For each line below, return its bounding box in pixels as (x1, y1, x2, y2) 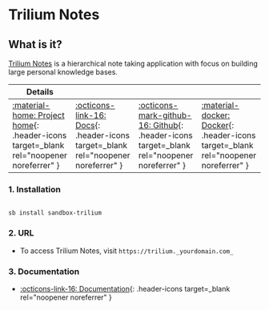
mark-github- (138, 110, 192, 121)
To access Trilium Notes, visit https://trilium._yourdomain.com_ (19, 246, 234, 256)
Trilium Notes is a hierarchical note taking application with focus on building (8, 58, 259, 68)
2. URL (8, 227, 34, 239)
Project (37, 110, 66, 121)
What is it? (8, 38, 62, 51)
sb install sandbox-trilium (8, 209, 102, 217)
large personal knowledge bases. (8, 67, 118, 77)
